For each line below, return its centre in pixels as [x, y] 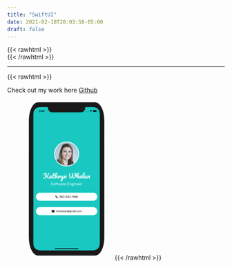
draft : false [26, 29]
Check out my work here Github [52, 90]
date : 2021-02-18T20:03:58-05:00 [55, 22]
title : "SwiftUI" [32, 15]
